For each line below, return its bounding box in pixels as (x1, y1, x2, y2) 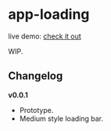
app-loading (8, 5, 90, 24)
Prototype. (19, 105, 54, 115)
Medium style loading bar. (19, 114, 104, 123)
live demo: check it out (8, 31, 82, 41)
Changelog (8, 69, 63, 83)
